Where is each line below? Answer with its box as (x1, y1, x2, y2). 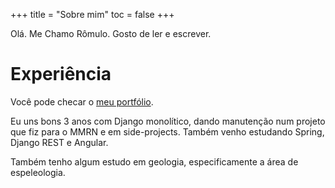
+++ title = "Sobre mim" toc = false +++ (10, 9, 175, 20)
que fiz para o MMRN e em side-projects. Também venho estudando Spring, (10, 125, 325, 138)
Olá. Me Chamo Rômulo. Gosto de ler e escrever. (10, 28, 212, 39)
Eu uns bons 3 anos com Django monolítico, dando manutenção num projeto (10, 115, 326, 127)
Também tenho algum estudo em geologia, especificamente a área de (10, 155, 299, 168)
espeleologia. (10, 166, 66, 178)
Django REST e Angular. (10, 136, 109, 148)
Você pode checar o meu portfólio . (10, 95, 154, 108)
